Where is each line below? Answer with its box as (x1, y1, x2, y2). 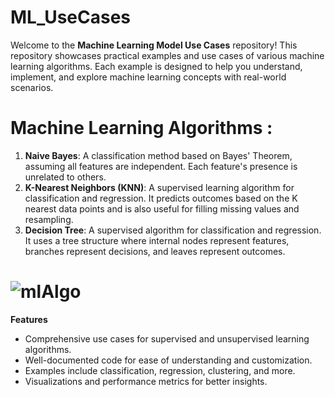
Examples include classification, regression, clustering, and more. (24, 364, 296, 376)
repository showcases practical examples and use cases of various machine (10, 49, 325, 61)
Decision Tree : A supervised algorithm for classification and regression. (24, 224, 322, 236)
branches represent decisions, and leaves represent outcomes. (24, 245, 286, 257)
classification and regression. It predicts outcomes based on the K (24, 192, 298, 204)
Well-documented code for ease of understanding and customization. (24, 354, 313, 366)
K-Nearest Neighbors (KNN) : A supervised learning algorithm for (24, 181, 295, 193)
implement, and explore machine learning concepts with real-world (10, 71, 287, 83)
